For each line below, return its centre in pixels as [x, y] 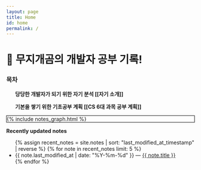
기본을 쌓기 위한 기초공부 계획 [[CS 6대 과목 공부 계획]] [78, 106]
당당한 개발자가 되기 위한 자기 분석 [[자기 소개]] [69, 94]
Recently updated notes [36, 131]
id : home [17, 23]
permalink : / [22, 28]
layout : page [22, 12]
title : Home [21, 17]
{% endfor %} [32, 161]
